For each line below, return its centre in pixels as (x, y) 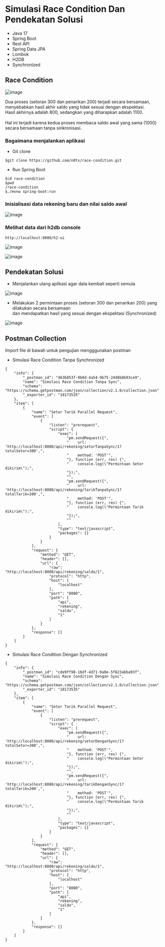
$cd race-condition (25, 179)
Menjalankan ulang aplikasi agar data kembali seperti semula (74, 284)
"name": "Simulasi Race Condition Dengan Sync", (73, 677)
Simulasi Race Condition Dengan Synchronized (60, 654)
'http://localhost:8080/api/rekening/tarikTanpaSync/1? (63, 490)
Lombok (21, 54)
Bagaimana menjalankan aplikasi (45, 141)
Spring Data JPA (29, 49)
